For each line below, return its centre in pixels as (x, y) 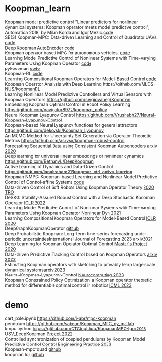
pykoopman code (23, 68)
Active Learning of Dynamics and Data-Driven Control (59, 166)
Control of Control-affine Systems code (45, 182)
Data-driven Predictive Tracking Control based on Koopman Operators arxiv (81, 254)
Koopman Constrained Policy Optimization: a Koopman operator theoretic (79, 280)
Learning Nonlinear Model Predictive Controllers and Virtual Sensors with (78, 94)
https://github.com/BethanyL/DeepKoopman (49, 161)
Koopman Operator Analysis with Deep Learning (54, 84)
